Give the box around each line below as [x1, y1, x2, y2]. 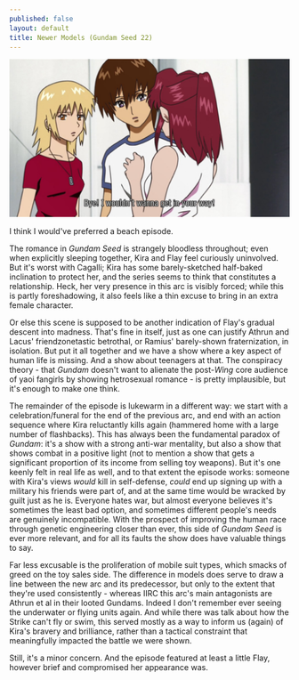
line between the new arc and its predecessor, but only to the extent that [9, 579, 276, 589]
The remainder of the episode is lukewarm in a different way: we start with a [9, 401, 288, 411]
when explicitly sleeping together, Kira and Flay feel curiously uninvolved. [9, 252, 279, 263]
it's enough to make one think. [9, 383, 120, 393]
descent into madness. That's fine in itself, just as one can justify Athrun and [9, 326, 289, 337]
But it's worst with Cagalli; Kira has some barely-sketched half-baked [9, 262, 263, 272]
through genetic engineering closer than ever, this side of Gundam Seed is [9, 523, 282, 534]
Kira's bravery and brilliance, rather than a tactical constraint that [9, 626, 247, 636]
